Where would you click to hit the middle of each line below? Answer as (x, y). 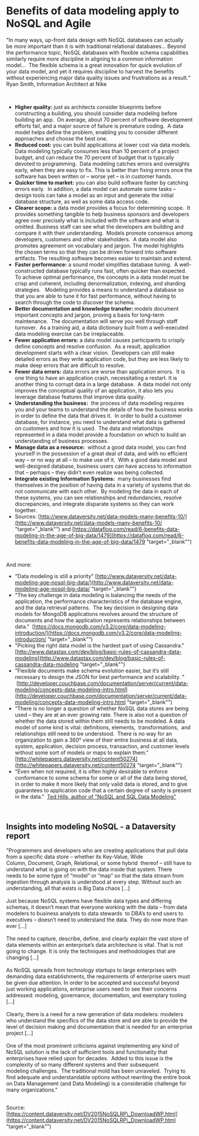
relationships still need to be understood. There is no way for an (93, 733)
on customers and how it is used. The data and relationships (89, 428)
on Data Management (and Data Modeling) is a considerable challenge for (96, 1083)
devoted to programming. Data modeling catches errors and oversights (102, 164)
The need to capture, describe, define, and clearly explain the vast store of (97, 939)
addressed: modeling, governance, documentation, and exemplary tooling (96, 995)
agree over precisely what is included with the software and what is (97, 220)
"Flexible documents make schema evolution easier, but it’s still (92, 671)
